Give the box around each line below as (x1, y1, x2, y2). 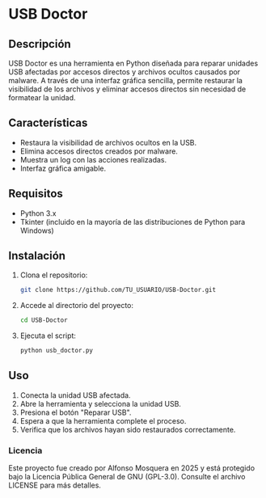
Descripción (8, 37, 71, 51)
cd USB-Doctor (19, 316, 68, 324)
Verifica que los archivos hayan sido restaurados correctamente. (19, 424, 236, 434)
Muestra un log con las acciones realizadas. (19, 154, 167, 164)
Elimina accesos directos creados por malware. (19, 146, 178, 156)
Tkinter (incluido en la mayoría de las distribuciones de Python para (19, 217, 246, 226)
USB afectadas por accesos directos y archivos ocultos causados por (8, 67, 241, 77)
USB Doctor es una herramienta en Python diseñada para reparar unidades (8, 58, 259, 68)
